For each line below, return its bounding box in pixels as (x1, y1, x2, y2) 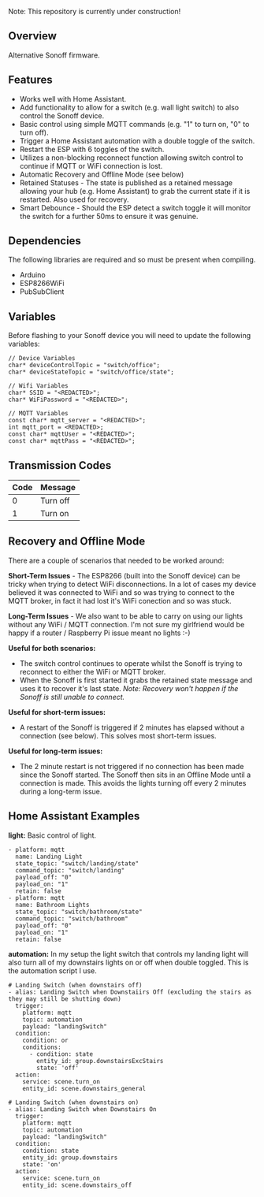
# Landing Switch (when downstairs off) (8, 981, 143, 989)
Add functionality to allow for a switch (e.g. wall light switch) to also (19, 102, 239, 112)
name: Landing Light (15, 853, 83, 861)
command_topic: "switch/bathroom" (15, 914, 128, 923)
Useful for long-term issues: (8, 746, 103, 756)
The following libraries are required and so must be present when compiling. (8, 255, 256, 265)
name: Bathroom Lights (15, 901, 90, 909)
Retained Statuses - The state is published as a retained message (19, 177, 233, 188)
